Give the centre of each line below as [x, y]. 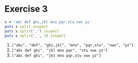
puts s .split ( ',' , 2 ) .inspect [35, 36]
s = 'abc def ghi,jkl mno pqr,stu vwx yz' [48, 22]
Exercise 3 [26, 9]
